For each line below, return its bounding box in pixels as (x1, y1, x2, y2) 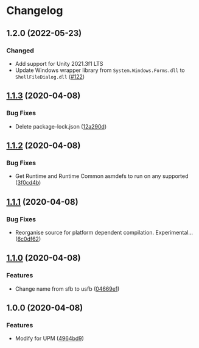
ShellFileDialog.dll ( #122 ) (15, 73, 85, 80)
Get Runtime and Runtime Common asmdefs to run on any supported (15, 172, 189, 180)
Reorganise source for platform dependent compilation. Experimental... (15, 229, 194, 236)
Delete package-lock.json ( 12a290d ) (15, 123, 107, 130)
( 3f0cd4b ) (15, 179, 41, 186)
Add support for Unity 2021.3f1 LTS (15, 60, 103, 67)
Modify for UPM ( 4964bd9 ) (15, 335, 84, 342)
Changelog (6, 4, 63, 18)
